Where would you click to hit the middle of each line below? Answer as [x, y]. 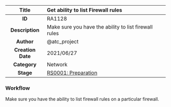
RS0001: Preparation [72, 73]
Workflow [18, 88]
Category [25, 64]
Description [25, 30]
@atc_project [63, 42]
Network [57, 64]
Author [25, 42]
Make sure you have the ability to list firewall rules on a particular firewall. [82, 99]
